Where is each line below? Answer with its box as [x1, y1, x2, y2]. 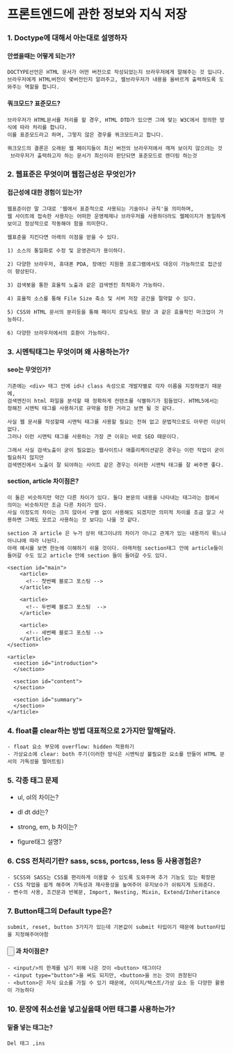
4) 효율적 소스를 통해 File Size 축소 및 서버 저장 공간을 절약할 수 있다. [7, 295, 197, 302]
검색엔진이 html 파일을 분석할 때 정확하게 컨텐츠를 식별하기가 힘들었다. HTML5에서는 [7, 397, 219, 404]
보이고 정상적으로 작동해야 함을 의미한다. [7, 220, 109, 227]
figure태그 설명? [17, 837, 63, 845]
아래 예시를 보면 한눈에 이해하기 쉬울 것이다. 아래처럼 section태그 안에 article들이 [7, 544, 224, 551]
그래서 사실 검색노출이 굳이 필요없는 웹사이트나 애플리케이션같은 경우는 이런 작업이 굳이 [7, 447, 225, 454]
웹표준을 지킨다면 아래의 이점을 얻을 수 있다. [7, 233, 120, 240]
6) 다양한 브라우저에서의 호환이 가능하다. [7, 329, 111, 337]
